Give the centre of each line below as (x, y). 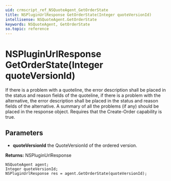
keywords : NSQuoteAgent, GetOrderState (48, 24)
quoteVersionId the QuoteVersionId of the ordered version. (75, 145)
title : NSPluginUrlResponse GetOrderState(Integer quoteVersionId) (79, 15)
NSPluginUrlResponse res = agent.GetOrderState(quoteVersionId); (76, 173)
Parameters (24, 133)
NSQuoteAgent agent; (27, 164)
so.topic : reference (27, 29)
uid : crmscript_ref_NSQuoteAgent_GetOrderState (57, 10)
